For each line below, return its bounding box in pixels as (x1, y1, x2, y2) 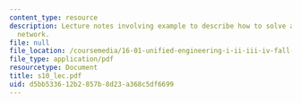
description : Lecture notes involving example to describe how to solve (9, 21, 287, 30)
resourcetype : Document (9, 64, 99, 73)
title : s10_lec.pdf (9, 72, 82, 81)
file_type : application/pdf (9, 55, 115, 64)
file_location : (9, 47, 66, 56)
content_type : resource (9, 13, 99, 22)
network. (17, 30, 50, 39)
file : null (9, 38, 50, 47)
